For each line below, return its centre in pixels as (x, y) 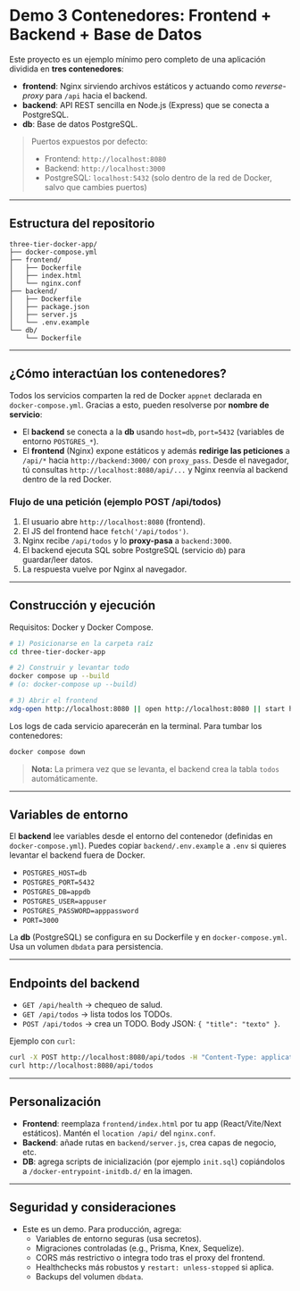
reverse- (271, 86)
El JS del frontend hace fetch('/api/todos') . (105, 531)
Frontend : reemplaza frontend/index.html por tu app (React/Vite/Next (152, 1123)
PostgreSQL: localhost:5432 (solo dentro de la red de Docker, (158, 177)
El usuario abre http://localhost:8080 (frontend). (113, 521)
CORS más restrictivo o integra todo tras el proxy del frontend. (150, 1257)
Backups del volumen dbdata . (89, 1276)
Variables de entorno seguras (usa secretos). (119, 1238)
